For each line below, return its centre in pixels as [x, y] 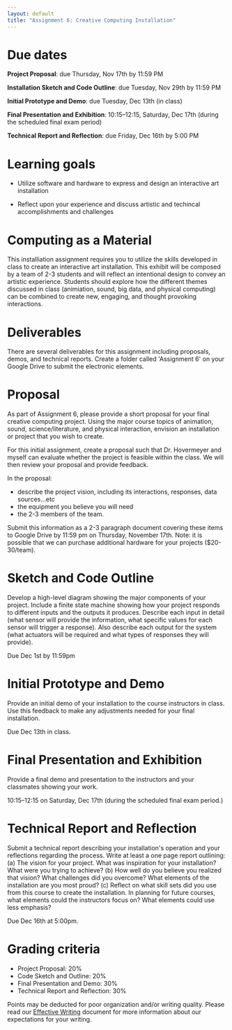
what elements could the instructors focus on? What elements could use [111, 900]
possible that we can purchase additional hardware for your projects [105, 543]
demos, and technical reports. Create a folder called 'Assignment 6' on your [116, 359]
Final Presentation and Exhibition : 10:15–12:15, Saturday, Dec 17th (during [113, 115]
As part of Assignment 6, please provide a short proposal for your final [108, 414]
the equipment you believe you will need [75, 507]
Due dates [37, 55]
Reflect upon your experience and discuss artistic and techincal [109, 204]
